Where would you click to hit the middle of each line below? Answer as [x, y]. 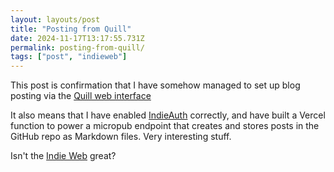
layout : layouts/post [55, 19]
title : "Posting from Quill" [71, 29]
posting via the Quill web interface [81, 96]
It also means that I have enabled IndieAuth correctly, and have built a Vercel [168, 115]
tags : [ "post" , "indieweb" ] [69, 57]
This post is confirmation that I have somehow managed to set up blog [155, 85]
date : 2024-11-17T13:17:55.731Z [77, 38]
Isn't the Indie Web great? [63, 156]
